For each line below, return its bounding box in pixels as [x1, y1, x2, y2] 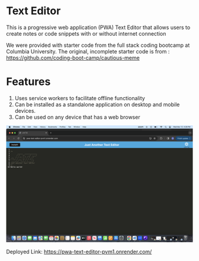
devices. [14, 107, 36, 114]
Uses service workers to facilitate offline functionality [14, 94, 145, 101]
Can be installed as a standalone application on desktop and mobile [14, 101, 180, 108]
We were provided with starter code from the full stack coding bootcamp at [6, 42, 190, 49]
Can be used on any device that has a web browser [14, 113, 140, 120]
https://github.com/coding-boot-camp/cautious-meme [6, 54, 140, 61]
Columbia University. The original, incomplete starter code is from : [6, 47, 170, 55]
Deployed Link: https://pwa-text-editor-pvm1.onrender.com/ [6, 248, 152, 255]
